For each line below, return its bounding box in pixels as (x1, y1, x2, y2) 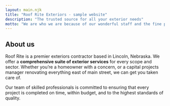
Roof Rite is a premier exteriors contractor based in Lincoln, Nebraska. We (5, 53, 160, 59)
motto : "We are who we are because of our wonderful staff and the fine (5, 21, 162, 27)
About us (5, 40, 35, 48)
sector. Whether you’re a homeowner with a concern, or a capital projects (5, 64, 159, 70)
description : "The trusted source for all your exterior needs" (5, 17, 144, 22)
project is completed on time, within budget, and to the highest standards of (5, 90, 163, 96)
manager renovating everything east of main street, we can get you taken (5, 69, 158, 75)
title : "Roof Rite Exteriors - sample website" (5, 12, 108, 17)
